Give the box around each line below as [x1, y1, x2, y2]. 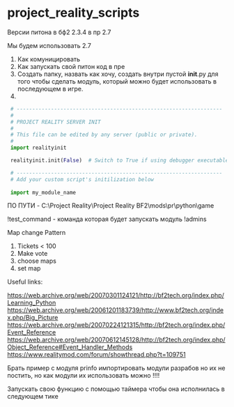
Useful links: [7, 277, 43, 286]
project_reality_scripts [7, 5, 140, 21]
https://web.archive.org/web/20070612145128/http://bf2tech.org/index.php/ [7, 336, 226, 344]
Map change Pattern [7, 229, 66, 237]
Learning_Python [7, 298, 56, 307]
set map [17, 264, 41, 272]
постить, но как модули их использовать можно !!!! [7, 371, 160, 380]
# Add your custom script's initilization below [10, 176, 155, 183]
